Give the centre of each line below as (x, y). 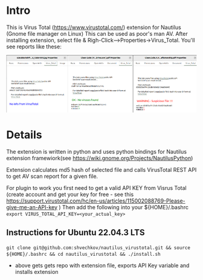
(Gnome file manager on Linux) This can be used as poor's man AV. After (97, 33)
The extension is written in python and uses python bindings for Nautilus (97, 151)
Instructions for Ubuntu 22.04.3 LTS (76, 233)
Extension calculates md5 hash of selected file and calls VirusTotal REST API (101, 169)
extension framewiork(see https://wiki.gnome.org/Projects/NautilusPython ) (100, 158)
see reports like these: (34, 47)
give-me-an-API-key (32, 207)
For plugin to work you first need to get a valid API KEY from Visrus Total (97, 187)
